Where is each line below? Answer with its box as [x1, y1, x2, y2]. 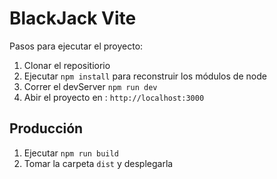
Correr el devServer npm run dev [23, 80, 158, 92]
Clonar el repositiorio [23, 59, 111, 71]
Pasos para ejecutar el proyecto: [9, 40, 144, 52]
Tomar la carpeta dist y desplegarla [23, 157, 174, 169]
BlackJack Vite [9, 7, 137, 30]
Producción [9, 120, 84, 137]
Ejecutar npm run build [23, 147, 119, 159]
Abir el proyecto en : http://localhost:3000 [23, 91, 205, 103]
